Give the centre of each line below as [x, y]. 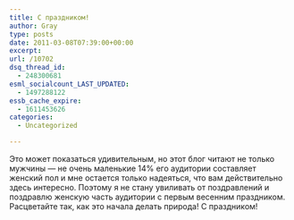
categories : [31, 117]
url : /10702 [31, 59]
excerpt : [25, 51]
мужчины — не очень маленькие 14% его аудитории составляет [133, 168]
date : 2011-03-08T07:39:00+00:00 [71, 42]
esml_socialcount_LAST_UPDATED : [69, 84]
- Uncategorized [47, 126]
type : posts [31, 34]
